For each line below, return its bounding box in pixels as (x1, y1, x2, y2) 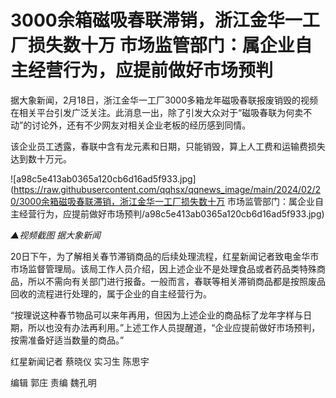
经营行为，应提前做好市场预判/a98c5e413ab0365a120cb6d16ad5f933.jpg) (18, 207, 325, 220)
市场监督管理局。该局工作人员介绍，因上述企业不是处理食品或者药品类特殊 (10, 262, 317, 275)
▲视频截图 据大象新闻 (10, 229, 102, 241)
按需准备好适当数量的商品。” (10, 334, 125, 346)
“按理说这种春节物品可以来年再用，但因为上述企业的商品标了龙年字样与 (10, 309, 304, 321)
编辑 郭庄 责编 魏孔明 (10, 376, 97, 388)
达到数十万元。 (10, 152, 72, 165)
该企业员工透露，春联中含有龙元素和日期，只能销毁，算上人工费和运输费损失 (10, 140, 326, 152)
